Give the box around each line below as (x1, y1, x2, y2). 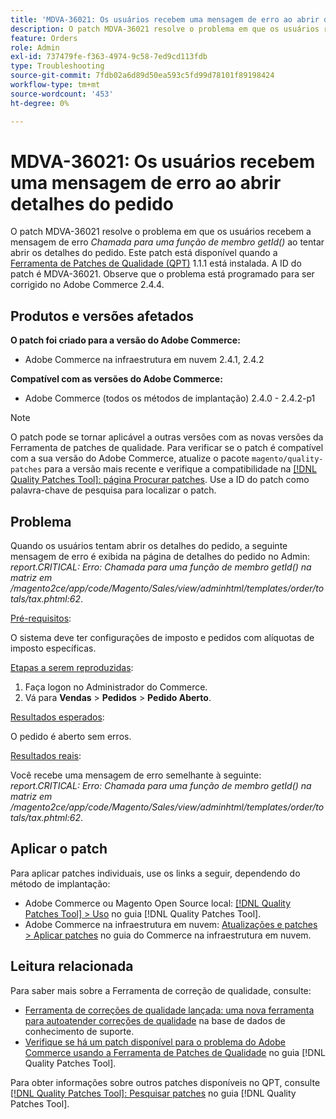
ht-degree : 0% (10, 98, 70, 108)
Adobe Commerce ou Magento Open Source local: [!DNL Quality (24, 897, 292, 909)
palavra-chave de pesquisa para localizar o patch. (10, 484, 217, 496)
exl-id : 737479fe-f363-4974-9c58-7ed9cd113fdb (10, 52, 208, 62)
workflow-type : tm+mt (10, 80, 101, 90)
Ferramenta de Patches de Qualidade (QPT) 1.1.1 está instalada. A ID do (10, 257, 302, 270)
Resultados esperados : (10, 711, 105, 723)
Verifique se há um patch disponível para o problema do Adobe (24, 1036, 286, 1048)
